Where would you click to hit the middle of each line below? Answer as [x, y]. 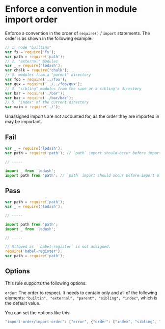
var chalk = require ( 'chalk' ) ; [37, 70]
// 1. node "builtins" [28, 47]
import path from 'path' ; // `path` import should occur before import [80, 175]
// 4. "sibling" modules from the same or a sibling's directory [73, 89]
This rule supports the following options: [46, 283]
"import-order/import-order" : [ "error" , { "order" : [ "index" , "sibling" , [81, 322]
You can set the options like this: [38, 313]
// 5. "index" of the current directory [47, 102]
